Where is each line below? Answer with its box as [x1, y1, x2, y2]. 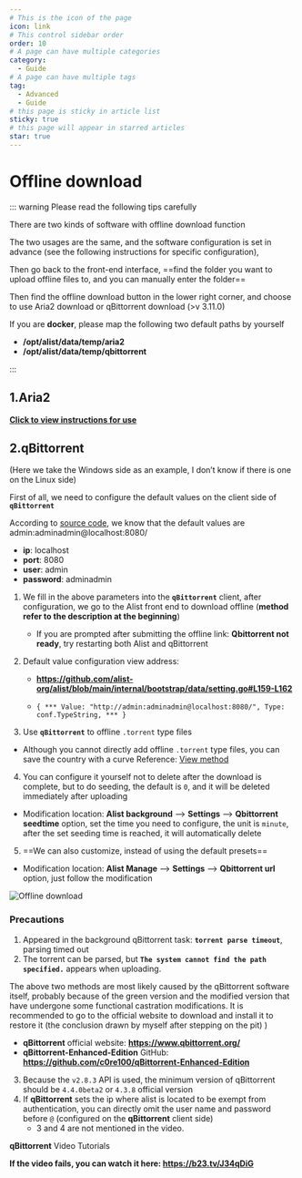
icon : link [9, 22, 51, 31]
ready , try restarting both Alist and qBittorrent [35, 639, 209, 650]
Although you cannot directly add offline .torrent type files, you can [22, 744, 280, 755]
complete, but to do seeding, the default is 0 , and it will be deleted [22, 781, 270, 793]
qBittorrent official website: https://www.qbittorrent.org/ [22, 1037, 241, 1048]
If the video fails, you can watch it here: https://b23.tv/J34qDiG [9, 1158, 255, 1169]
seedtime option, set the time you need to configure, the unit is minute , [22, 818, 289, 829]
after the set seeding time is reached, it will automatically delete [22, 828, 262, 839]
